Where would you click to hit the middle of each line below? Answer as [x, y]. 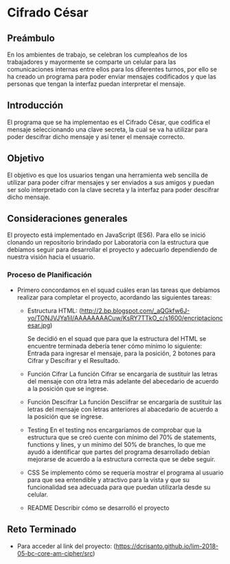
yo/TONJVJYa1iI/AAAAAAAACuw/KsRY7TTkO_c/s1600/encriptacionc [125, 317]
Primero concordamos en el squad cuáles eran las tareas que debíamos [119, 290]
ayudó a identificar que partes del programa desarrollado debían [119, 452]
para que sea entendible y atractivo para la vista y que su [108, 479]
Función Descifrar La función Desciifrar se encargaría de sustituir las [124, 401]
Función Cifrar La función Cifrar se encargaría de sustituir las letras [123, 374]
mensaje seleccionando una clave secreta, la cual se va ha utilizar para [107, 129]
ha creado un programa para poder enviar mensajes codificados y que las [112, 76]
